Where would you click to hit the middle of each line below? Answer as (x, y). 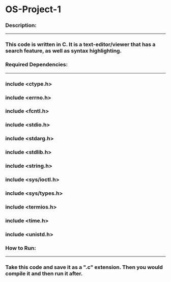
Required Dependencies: (36, 65)
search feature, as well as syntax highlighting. (64, 51)
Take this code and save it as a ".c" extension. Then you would (84, 267)
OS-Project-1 (33, 9)
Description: (21, 25)
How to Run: (21, 248)
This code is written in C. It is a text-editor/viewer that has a (80, 44)
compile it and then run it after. (44, 273)
